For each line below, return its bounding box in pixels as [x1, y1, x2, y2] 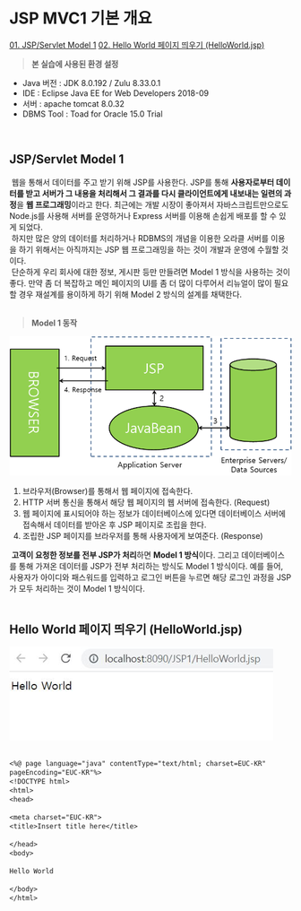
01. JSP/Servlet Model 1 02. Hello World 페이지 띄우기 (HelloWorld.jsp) [9, 39, 265, 50]
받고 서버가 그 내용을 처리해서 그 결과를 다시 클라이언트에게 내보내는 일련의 [25, 187, 283, 198]
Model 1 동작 [30, 317, 78, 328]
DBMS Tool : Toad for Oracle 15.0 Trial [21, 108, 163, 119]
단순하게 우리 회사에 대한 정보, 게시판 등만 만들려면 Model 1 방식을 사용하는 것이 [11, 266, 291, 277]
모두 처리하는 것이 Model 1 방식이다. [18, 584, 145, 594]
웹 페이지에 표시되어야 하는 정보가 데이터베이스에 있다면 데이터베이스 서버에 [21, 508, 287, 519]
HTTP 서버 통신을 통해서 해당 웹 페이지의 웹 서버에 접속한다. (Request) [21, 497, 271, 508]
